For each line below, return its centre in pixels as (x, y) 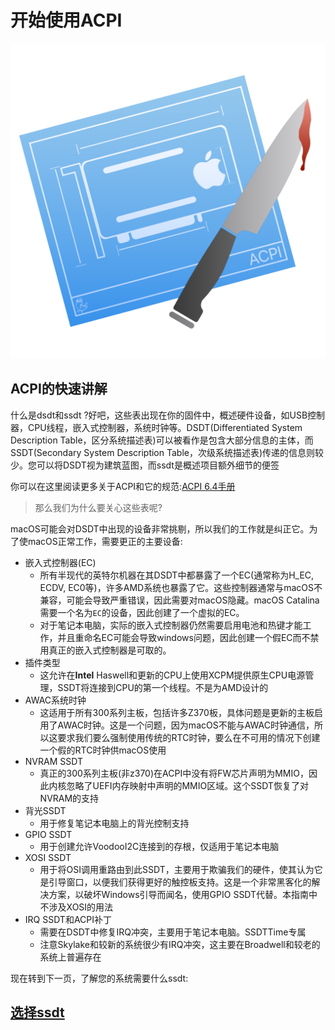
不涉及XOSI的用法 (76, 907)
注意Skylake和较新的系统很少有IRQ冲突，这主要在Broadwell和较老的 (180, 944)
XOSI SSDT (48, 857)
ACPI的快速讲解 (59, 389)
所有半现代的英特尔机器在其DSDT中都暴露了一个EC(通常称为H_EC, (177, 575)
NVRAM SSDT (53, 761)
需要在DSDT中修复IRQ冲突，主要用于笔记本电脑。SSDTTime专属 (173, 932)
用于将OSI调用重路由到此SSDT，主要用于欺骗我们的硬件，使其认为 (177, 869)
